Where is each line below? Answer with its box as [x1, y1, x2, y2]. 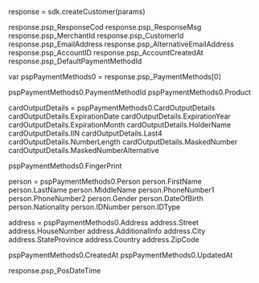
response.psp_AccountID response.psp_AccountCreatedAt [8, 48, 203, 57]
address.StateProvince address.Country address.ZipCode [8, 235, 199, 244]
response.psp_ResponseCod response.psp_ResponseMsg [8, 22, 202, 31]
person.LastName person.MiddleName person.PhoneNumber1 [8, 185, 215, 195]
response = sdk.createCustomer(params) [8, 7, 146, 16]
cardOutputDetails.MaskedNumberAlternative [8, 146, 159, 155]
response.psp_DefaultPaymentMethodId [8, 56, 142, 66]
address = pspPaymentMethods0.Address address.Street [8, 218, 199, 227]
